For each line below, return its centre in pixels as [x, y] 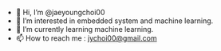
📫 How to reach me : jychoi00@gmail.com [86, 38]
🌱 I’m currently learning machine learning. [85, 29]
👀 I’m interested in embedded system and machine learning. [114, 21]
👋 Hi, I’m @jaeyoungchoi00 [60, 12]
